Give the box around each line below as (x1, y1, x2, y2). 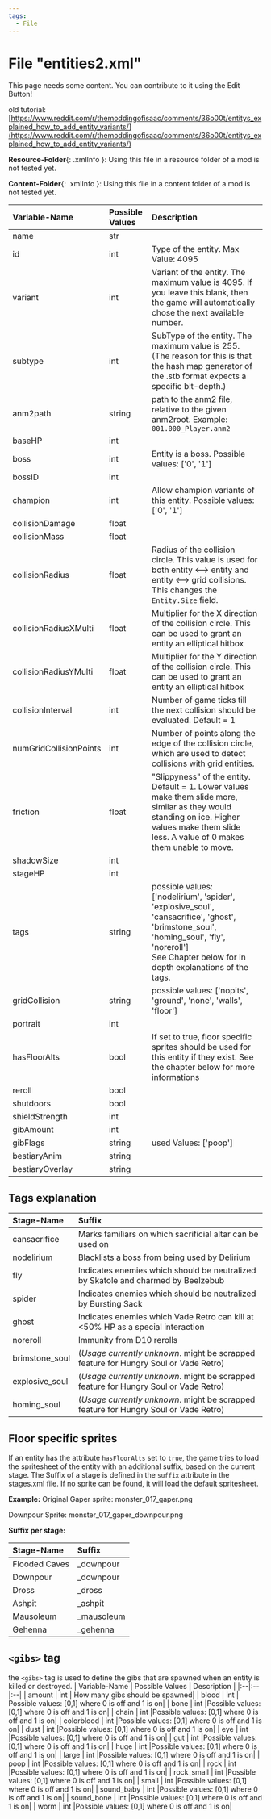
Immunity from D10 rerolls (77, 1335, 178, 1346)
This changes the (152, 584, 218, 596)
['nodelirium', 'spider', (152, 891, 236, 902)
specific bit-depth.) (152, 381, 227, 392)
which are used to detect (152, 748, 246, 759)
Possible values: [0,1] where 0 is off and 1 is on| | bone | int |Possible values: (8, 1698, 261, 1708)
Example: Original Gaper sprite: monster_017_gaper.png (8, 1495, 194, 1504)
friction (12, 806, 40, 818)
